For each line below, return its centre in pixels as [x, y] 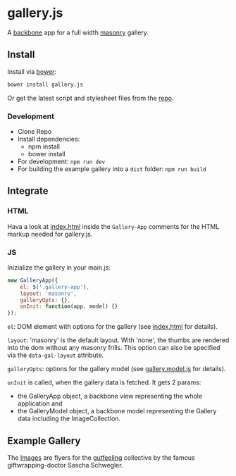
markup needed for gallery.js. [50, 234]
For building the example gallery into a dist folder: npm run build [112, 169]
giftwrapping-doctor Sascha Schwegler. [65, 465]
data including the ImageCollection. [69, 419]
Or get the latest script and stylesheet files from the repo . [91, 98]
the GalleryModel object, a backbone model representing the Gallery [117, 411]
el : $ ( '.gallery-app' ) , [55, 287]
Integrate [28, 191]
